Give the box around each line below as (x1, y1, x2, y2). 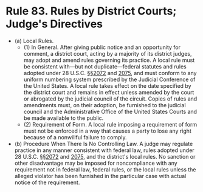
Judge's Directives (5, 17, 103, 31)
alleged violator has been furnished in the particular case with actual (14, 172, 187, 179)
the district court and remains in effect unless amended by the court (23, 88, 194, 96)
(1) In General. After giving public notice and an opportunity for (23, 44, 181, 51)
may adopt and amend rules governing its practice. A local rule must (23, 56, 195, 64)
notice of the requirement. (14, 179, 80, 186)
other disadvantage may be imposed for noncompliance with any (14, 159, 177, 167)
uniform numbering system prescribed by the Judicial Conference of (23, 76, 196, 83)
